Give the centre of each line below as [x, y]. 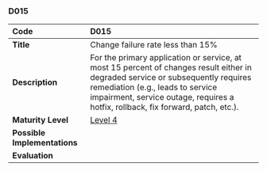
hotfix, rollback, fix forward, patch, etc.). [165, 107]
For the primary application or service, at [166, 58]
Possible [29, 133]
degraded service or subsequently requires [171, 78]
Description [35, 82]
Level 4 [104, 120]
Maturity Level [41, 120]
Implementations [45, 142]
